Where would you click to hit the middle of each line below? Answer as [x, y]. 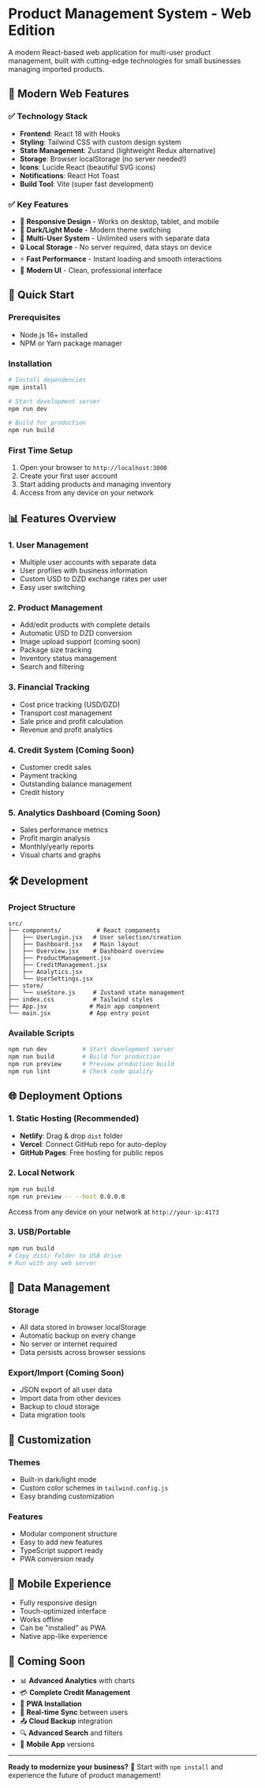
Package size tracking [56, 650]
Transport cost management [66, 713]
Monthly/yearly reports [57, 847]
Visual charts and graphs [60, 855]
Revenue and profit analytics [66, 730]
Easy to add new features [61, 1542]
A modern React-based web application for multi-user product [110, 52]
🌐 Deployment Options [65, 1096]
